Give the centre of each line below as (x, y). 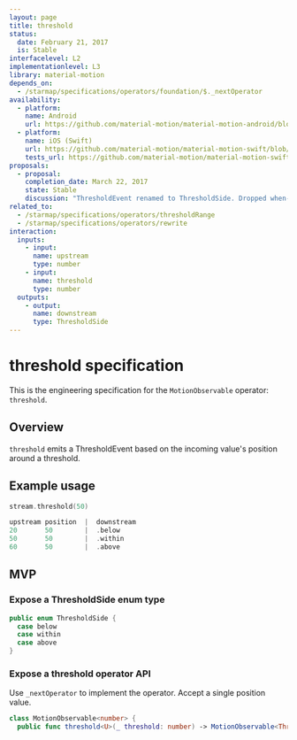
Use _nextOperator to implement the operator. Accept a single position (137, 693)
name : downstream (65, 314)
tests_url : (45, 157)
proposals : (29, 166)
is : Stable (37, 50)
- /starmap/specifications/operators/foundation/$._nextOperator (140, 91)
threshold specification (96, 366)
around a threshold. (45, 458)
